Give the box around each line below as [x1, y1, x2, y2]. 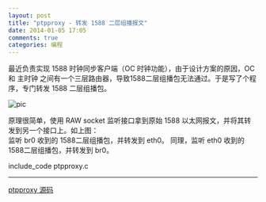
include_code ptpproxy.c [8, 162, 89, 171]
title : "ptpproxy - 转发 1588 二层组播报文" [8, 19, 148, 27]
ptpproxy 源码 [8, 185, 54, 195]
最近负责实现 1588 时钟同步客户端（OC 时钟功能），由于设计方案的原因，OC [8, 64, 255, 74]
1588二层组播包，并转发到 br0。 [8, 146, 113, 155]
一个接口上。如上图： [28, 126, 99, 135]
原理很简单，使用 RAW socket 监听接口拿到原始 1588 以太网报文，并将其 [8, 116, 245, 125]
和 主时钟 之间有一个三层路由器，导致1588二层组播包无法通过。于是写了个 [8, 74, 250, 83]
